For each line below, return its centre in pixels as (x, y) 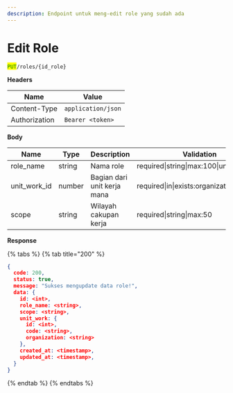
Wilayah (103, 206)
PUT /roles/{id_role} (37, 67)
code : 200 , (29, 273)
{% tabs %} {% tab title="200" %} (56, 254)
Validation (200, 154)
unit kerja (106, 186)
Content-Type (34, 109)
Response (22, 240)
